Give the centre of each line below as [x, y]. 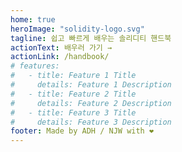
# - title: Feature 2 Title [73, 94]
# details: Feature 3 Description [91, 122]
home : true [33, 19]
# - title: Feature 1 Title [73, 76]
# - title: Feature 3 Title [73, 112]
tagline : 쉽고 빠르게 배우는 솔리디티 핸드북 [91, 38]
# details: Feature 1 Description [91, 85]
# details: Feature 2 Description [91, 103]
